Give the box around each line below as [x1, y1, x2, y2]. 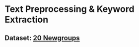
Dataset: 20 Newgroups [4, 34, 80, 42]
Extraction [4, 14, 49, 25]
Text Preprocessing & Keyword [4, 3, 135, 15]
